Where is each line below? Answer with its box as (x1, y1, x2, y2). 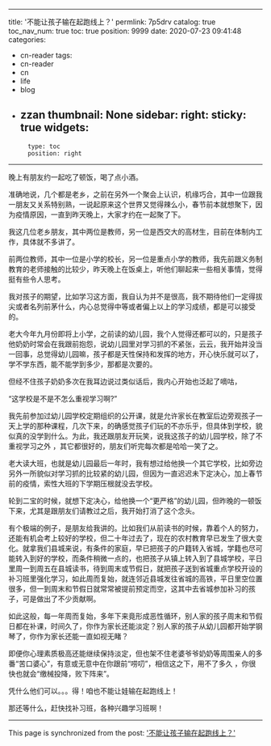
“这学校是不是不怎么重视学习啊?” (8, 393, 118, 403)
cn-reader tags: (19, 50, 73, 60)
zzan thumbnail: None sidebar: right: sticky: (19, 108, 247, 122)
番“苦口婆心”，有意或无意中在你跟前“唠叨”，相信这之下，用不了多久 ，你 (8, 659, 249, 668)
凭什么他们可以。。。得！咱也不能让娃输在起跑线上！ (8, 685, 178, 696)
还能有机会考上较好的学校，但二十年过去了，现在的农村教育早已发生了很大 (8, 533, 256, 543)
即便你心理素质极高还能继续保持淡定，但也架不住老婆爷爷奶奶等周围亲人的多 (8, 648, 263, 658)
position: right (27, 149, 82, 158)
